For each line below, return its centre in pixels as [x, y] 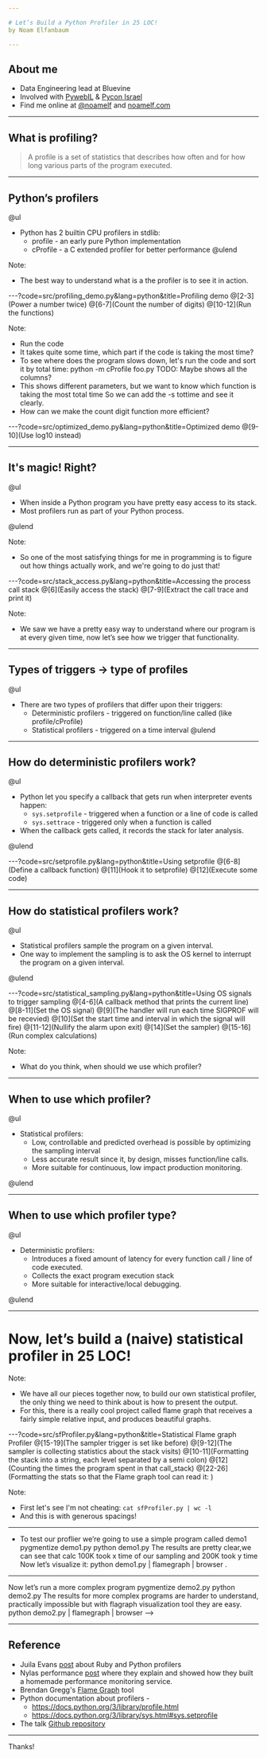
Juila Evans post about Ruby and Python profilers [101, 1664]
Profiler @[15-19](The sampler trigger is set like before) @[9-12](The [120, 1443]
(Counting [25, 1468]
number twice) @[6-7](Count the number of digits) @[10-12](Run [145, 304]
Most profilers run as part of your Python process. [102, 511]
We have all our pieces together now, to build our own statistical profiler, [138, 1393]
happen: [33, 805]
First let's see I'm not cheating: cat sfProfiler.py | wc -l [116, 1507]
